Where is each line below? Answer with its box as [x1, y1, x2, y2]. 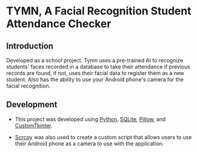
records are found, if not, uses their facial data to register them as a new [6, 70, 184, 76]
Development [6, 100, 58, 110]
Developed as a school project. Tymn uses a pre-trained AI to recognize [6, 57, 184, 64]
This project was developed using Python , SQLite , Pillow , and [14, 115, 166, 122]
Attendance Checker [6, 17, 112, 31]
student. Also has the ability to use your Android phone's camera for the [6, 76, 184, 83]
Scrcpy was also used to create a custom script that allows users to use [14, 133, 193, 140]
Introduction [6, 41, 54, 51]
